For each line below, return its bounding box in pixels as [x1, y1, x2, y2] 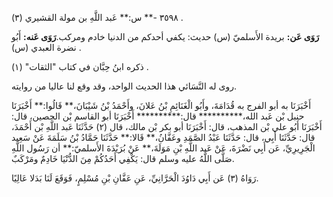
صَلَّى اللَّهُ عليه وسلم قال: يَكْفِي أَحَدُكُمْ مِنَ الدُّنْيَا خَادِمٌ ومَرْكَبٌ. [11, 153, 235, 164]
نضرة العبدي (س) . [11, 42, 82, 53]
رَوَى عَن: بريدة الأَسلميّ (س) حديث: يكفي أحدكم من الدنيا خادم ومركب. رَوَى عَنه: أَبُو [11, 31, 320, 42]
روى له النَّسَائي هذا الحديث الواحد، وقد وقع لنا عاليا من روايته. [11, 80, 237, 92]
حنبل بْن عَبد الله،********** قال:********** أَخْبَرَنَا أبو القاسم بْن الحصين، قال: [11, 110, 305, 122]
